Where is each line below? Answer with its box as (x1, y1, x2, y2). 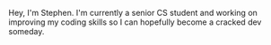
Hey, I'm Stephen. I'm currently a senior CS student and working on (8, 8, 258, 18)
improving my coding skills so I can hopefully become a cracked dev (8, 17, 262, 27)
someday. (8, 26, 45, 36)
